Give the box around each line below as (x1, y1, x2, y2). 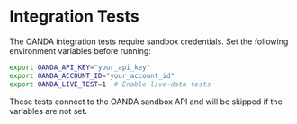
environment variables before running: (9, 45, 151, 56)
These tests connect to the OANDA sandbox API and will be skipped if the (9, 96, 283, 107)
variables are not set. (9, 105, 88, 116)
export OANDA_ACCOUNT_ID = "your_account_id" (9, 71, 175, 80)
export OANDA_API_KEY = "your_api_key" (9, 63, 151, 72)
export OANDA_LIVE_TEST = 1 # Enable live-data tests (9, 79, 211, 89)
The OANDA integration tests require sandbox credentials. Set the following (9, 36, 289, 47)
